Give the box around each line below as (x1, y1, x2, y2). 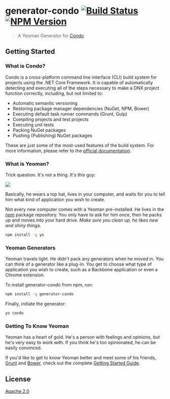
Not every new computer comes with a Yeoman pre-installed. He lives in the (5, 206, 164, 212)
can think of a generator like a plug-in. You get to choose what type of (5, 261, 152, 267)
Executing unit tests (12, 122, 54, 128)
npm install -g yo (5, 232, 44, 237)
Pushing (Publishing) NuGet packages (12, 132, 92, 138)
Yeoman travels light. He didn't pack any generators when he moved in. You (5, 256, 164, 262)
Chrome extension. (5, 272, 45, 278)
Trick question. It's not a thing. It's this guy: (5, 171, 96, 177)
